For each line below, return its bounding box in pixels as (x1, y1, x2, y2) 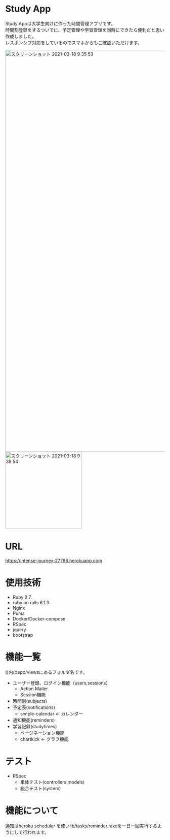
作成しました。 (5, 33, 36, 39)
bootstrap (12, 632, 33, 638)
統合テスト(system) (20, 785, 61, 791)
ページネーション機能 (20, 730, 65, 736)
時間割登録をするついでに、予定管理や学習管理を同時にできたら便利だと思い (5, 26, 164, 33)
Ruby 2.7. (12, 594, 32, 600)
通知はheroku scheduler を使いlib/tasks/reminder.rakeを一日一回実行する (5, 823, 158, 829)
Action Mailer (20, 686, 48, 692)
